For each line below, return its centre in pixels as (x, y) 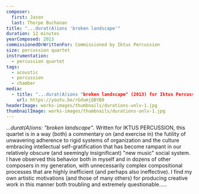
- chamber (23, 84)
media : (14, 89)
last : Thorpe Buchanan (39, 23)
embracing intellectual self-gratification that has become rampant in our (94, 147)
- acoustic (25, 72)
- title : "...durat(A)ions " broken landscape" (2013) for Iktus (92, 94)
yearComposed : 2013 (30, 39)
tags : (13, 67)
